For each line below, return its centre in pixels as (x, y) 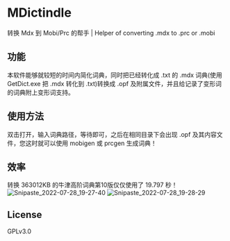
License (25, 214)
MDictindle (39, 13)
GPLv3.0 (19, 231)
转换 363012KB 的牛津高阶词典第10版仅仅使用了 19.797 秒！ (92, 185)
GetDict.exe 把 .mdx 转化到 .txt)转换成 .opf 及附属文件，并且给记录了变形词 (115, 83)
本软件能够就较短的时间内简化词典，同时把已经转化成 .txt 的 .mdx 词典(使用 (115, 75)
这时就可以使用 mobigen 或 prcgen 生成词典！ (91, 143)
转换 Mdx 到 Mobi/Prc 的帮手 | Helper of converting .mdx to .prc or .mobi (111, 33)
